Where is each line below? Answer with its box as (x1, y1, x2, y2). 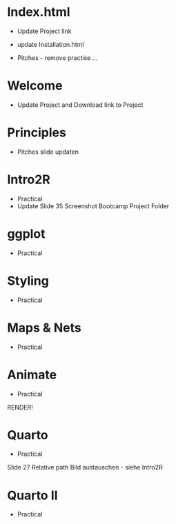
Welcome (7, 78, 63, 94)
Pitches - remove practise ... (17, 53, 98, 62)
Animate (7, 367, 57, 383)
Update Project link (17, 27, 72, 35)
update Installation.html (17, 40, 84, 48)
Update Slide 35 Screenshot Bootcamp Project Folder (17, 201, 170, 210)
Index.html (7, 4, 70, 20)
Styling (7, 273, 50, 288)
